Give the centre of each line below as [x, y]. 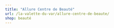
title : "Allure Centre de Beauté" [40, 9]
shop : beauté [18, 18]
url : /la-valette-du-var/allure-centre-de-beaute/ [57, 14]
